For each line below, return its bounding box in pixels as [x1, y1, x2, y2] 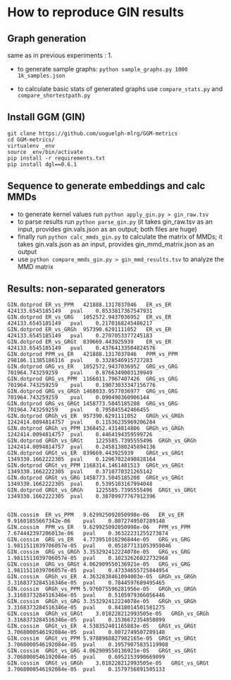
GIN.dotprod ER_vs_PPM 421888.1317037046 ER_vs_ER [7, 302, 172, 309]
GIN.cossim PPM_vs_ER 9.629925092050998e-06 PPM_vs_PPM [7, 524, 191, 531]
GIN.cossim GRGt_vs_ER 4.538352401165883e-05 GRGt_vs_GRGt [7, 623, 197, 630]
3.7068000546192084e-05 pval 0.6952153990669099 [7, 654, 166, 661]
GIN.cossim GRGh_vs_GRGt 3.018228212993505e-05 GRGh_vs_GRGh [7, 610, 210, 618]
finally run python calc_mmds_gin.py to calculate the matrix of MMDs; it [17, 232, 223, 241]
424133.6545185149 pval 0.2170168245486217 [7, 320, 153, 327]
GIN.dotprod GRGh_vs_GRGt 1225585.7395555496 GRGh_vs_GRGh [7, 437, 197, 445]
